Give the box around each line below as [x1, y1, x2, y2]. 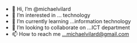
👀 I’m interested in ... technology [11, 12, 90, 19]
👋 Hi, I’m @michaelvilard [11, 6, 71, 12]
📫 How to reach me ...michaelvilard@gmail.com [11, 31, 129, 37]
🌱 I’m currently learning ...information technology [11, 18, 131, 24]
